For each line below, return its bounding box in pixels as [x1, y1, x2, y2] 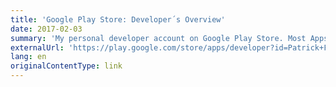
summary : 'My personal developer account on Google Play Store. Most [10, 33, 307, 43]
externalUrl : [10, 42, 65, 53]
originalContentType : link [10, 61, 123, 71]
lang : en [10, 52, 47, 62]
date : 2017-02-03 [10, 24, 83, 34]
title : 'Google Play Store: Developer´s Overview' [10, 14, 226, 25]
